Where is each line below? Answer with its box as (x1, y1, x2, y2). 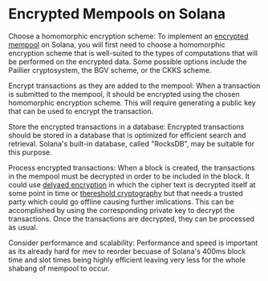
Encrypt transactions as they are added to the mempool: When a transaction (8, 81, 261, 90)
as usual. (8, 222, 39, 232)
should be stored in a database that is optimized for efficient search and (8, 130, 246, 140)
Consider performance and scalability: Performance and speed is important (8, 238, 258, 247)
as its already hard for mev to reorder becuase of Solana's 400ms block (8, 246, 246, 256)
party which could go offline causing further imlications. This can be (8, 197, 234, 207)
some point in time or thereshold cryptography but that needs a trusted (8, 188, 243, 198)
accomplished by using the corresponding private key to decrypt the (8, 205, 235, 215)
